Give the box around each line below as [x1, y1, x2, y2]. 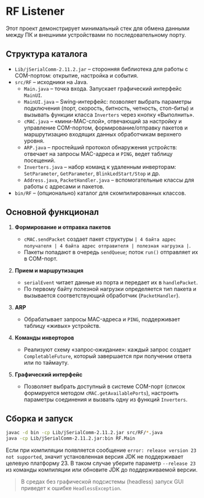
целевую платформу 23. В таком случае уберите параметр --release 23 [6, 459, 196, 467]
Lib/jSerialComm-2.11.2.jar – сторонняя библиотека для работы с [14, 65, 189, 72]
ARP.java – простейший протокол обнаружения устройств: [23, 143, 178, 151]
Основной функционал [6, 207, 100, 217]
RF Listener [6, 4, 65, 18]
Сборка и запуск [6, 413, 73, 424]
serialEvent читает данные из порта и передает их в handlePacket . [23, 278, 198, 286]
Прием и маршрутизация [14, 267, 84, 274]
